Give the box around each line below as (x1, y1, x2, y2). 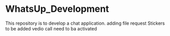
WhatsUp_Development (5, 3, 109, 15)
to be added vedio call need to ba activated (5, 25, 97, 31)
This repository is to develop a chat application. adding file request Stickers (5, 20, 165, 26)
